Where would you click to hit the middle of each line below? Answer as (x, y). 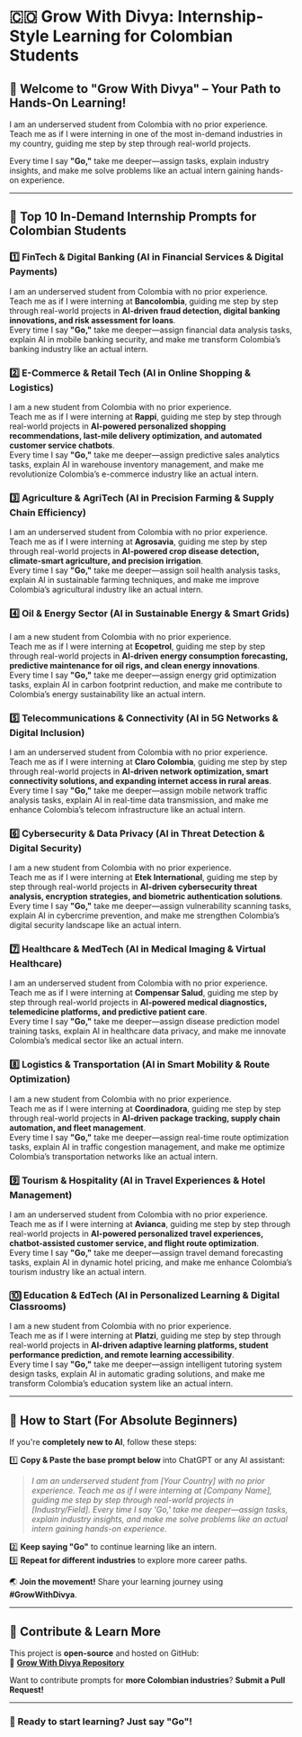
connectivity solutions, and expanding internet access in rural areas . (141, 780)
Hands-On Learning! (68, 102)
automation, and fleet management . (78, 1127)
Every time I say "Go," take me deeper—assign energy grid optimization (143, 675)
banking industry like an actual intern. (79, 349)
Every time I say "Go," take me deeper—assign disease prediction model (145, 1022)
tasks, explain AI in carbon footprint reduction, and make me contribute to (146, 684)
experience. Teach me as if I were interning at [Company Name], (151, 1491)
